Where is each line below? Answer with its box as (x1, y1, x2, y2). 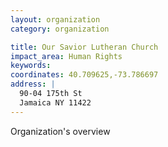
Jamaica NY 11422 (19, 97, 92, 108)
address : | (10, 79, 56, 90)
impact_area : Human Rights (10, 51, 123, 61)
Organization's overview (10, 125, 111, 137)
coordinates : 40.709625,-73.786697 (10, 70, 159, 80)
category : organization (10, 24, 110, 34)
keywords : (10, 61, 52, 71)
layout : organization (10, 14, 101, 25)
